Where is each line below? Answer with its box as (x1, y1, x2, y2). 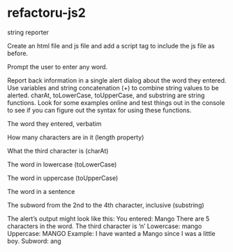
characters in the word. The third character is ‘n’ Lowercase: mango (7, 222, 202, 230)
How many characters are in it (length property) (7, 133, 144, 141)
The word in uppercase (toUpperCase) (7, 174, 119, 182)
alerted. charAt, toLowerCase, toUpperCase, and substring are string (7, 91, 205, 99)
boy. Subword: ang (7, 237, 61, 245)
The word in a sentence (7, 187, 75, 195)
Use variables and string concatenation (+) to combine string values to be (7, 83, 219, 92)
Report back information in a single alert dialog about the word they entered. (7, 76, 227, 85)
